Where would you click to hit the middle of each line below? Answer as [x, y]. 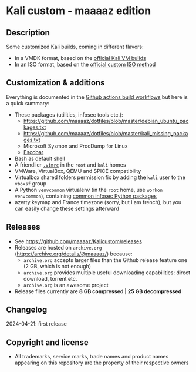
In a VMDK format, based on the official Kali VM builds [80, 58]
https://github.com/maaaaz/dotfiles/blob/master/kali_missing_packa [106, 133]
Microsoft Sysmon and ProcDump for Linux [75, 146]
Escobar [33, 152]
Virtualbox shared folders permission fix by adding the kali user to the [100, 177]
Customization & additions [55, 83]
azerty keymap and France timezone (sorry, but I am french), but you [98, 202]
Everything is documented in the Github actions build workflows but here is [97, 97]
